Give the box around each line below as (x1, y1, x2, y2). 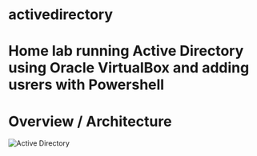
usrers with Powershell (8, 76, 165, 94)
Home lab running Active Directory (8, 42, 244, 60)
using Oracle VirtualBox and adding (8, 59, 250, 77)
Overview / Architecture (8, 112, 172, 131)
